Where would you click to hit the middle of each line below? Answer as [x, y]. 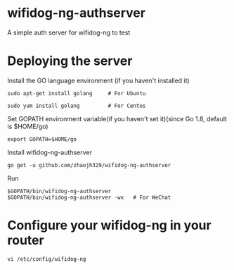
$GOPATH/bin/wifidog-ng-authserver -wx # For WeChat [89, 197]
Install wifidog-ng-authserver [50, 152]
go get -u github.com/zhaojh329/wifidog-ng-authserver [89, 165]
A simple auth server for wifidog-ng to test [69, 32]
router [26, 240]
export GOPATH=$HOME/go [42, 139]
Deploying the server [70, 61]
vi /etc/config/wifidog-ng [47, 259]
